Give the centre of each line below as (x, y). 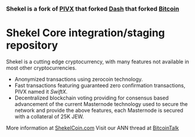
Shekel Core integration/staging (85, 33)
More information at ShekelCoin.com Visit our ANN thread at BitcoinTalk (93, 128)
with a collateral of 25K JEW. (49, 117)
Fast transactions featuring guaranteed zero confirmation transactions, (100, 85)
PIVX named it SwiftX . (41, 91)
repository (32, 45)
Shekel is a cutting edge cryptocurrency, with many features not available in (97, 61)
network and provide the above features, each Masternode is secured (99, 110)
